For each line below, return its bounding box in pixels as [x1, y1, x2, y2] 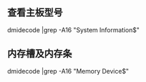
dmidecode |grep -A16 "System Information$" [7, 25, 140, 34]
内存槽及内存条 [7, 48, 72, 60]
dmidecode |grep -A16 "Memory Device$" [7, 67, 129, 75]
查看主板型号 [7, 6, 63, 19]
